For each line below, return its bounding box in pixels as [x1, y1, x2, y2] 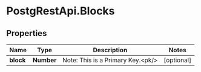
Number [32, 56, 57, 64]
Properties [6, 28, 47, 38]
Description [93, 46, 128, 54]
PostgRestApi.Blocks [6, 4, 115, 18]
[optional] [163, 56, 192, 64]
